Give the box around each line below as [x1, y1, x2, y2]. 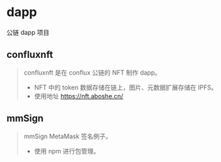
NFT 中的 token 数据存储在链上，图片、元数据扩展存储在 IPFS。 [34, 83, 218, 91]
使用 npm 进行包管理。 [34, 147, 100, 155]
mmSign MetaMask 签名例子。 [23, 132, 113, 140]
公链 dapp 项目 [6, 28, 50, 36]
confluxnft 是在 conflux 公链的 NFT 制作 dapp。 [23, 68, 162, 77]
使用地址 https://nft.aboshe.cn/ [34, 91, 124, 100]
